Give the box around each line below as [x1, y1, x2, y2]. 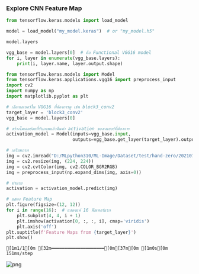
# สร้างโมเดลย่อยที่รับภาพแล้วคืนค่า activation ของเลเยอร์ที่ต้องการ [6, 125, 130, 131]
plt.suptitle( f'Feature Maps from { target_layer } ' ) [6, 229, 136, 235]
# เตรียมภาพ [6, 147, 29, 153]
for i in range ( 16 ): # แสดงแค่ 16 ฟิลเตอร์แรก [6, 207, 111, 214]
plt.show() [6, 235, 33, 241]
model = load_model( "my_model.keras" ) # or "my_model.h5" [6, 28, 155, 34]
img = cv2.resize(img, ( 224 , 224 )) [6, 158, 94, 164]
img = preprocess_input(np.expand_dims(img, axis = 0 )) [6, 169, 142, 175]
